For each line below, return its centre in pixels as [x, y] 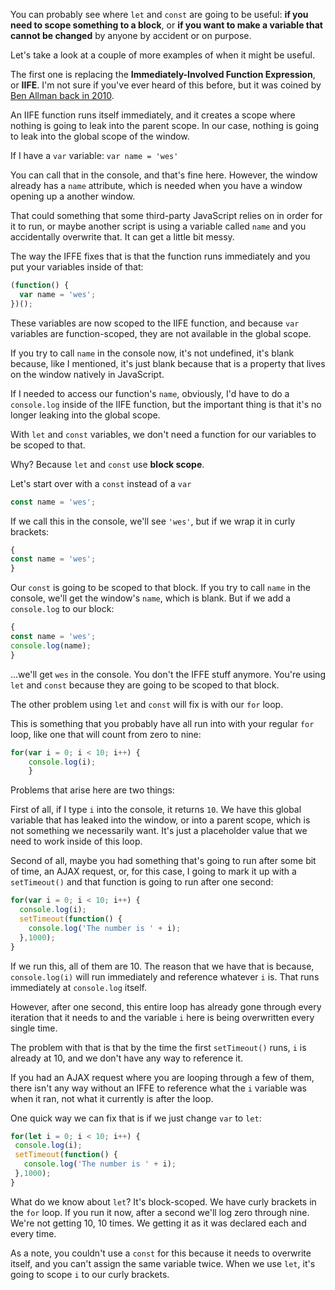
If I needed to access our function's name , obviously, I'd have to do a [150, 393]
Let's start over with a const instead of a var [101, 483]
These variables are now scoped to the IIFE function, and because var [155, 323]
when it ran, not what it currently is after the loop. [112, 1098]
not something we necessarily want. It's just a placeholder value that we [159, 831]
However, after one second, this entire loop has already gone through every [166, 1006]
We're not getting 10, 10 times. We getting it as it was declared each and [158, 1223]
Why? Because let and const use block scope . [107, 464]
